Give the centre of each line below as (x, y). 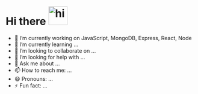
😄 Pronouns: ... (34, 78)
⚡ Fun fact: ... (31, 85)
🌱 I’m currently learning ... (46, 44)
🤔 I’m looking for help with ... (50, 57)
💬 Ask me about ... (37, 63)
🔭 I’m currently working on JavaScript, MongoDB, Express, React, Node (103, 38)
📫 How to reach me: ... (43, 70)
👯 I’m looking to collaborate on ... (55, 50)
